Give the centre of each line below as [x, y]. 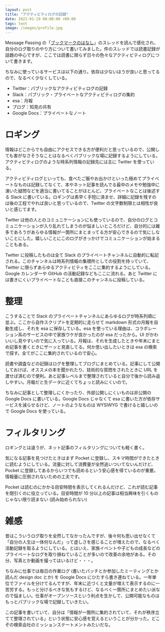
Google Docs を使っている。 [39, 411]
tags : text [16, 23]
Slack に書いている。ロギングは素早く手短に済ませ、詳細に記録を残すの [83, 197]
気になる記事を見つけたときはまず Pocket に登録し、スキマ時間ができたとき [82, 458]
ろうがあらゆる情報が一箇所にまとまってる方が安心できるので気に [85, 232]
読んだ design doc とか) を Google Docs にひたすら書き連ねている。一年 [79, 577]
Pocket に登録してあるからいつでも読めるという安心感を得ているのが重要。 [82, 470]
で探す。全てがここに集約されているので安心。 [52, 353]
